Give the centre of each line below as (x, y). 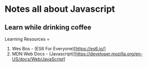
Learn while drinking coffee (48, 27)
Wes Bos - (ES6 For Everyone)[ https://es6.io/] (59, 49)
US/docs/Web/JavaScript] (38, 59)
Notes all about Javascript (60, 9)
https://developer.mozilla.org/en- (109, 54)
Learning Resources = (27, 39)
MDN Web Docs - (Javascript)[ (43, 54)
